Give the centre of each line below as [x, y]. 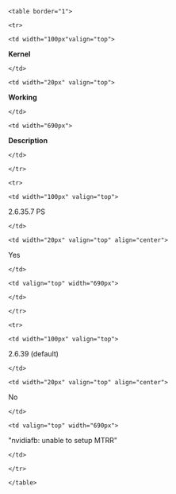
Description [28, 140]
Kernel [19, 54]
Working [23, 97]
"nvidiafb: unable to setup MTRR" [63, 440]
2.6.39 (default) [34, 354]
